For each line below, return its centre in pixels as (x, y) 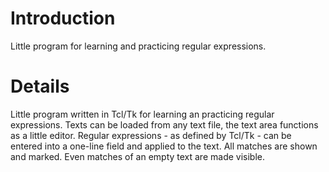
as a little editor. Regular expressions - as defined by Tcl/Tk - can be (151, 135)
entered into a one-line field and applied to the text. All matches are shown (164, 146)
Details (40, 86)
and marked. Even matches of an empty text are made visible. (138, 156)
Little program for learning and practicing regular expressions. (138, 46)
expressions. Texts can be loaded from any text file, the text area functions (164, 124)
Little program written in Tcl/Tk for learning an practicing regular (142, 114)
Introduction (63, 18)
